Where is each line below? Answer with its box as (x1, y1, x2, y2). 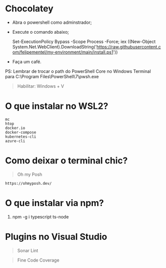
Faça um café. (12, 58, 41, 64)
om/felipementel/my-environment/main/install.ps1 (12, 49, 114, 55)
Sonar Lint (17, 247, 39, 253)
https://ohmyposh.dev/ (5, 181, 52, 186)
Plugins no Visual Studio (5, 231, 107, 242)
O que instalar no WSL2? (5, 101, 109, 112)
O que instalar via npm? (5, 198, 104, 209)
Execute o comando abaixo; (12, 29, 69, 35)
